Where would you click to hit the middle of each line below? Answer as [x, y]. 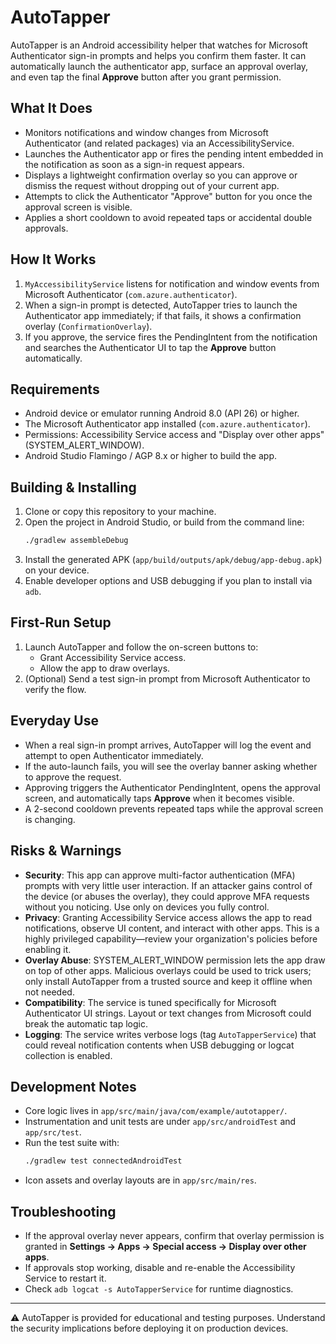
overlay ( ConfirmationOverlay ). [88, 326]
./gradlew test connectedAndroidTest [103, 1161]
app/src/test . [53, 1132]
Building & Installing [73, 487]
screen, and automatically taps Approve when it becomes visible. [159, 798]
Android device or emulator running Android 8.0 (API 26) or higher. [162, 413]
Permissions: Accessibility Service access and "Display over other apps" [174, 435]
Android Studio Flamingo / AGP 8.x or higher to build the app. [150, 456]
